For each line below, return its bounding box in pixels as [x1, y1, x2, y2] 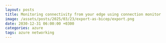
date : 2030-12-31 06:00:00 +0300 [5, 21, 75, 26]
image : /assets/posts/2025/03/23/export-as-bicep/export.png [5, 16, 135, 21]
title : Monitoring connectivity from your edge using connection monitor [5, 12, 162, 17]
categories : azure [5, 26, 43, 31]
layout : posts [5, 7, 35, 12]
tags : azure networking [5, 30, 55, 35]
